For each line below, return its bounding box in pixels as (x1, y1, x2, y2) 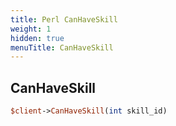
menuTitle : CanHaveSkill (10, 42, 114, 53)
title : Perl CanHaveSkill (10, 14, 118, 25)
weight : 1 (10, 24, 52, 34)
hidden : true (10, 33, 65, 43)
